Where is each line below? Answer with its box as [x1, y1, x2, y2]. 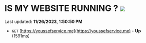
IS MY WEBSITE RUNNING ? [4, 3, 119, 14]
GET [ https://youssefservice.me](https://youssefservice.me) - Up [11, 28, 141, 33]
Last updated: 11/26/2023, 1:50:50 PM [4, 19, 83, 24]
